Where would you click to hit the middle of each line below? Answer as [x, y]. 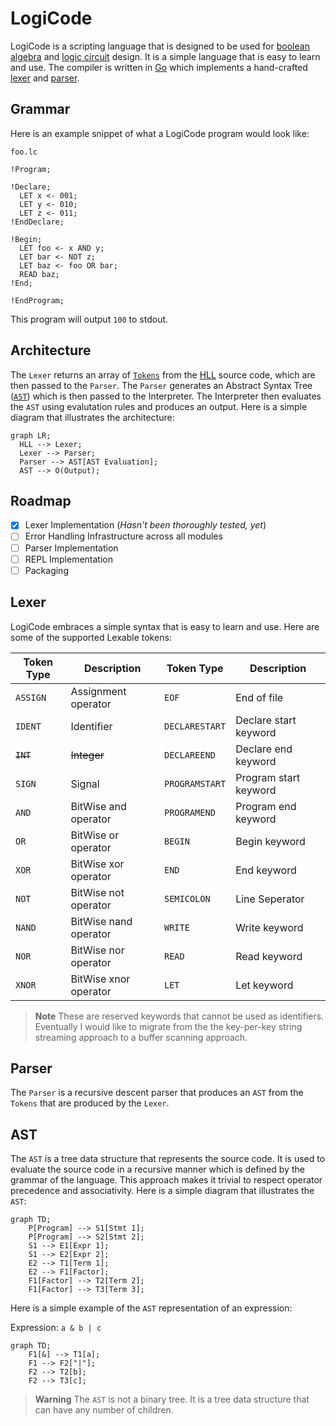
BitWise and [98, 806]
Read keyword [269, 956]
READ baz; [39, 274]
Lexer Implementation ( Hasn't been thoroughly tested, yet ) [145, 525]
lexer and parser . [45, 78]
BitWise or [95, 835]
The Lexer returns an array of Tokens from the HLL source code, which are [163, 374]
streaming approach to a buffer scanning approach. [141, 1037]
